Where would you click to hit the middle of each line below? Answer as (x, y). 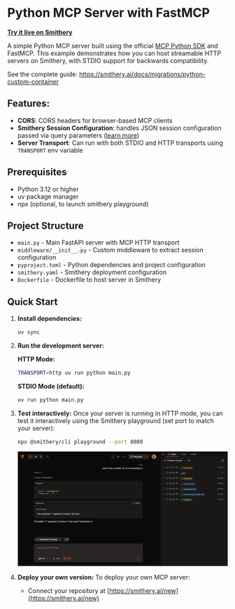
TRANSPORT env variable (50, 150)
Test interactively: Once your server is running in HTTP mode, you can (120, 413)
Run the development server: (61, 346)
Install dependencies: (50, 319)
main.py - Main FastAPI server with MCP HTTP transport (98, 243)
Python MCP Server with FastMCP (108, 13)
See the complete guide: (43, 74)
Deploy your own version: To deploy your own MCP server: (104, 578)
